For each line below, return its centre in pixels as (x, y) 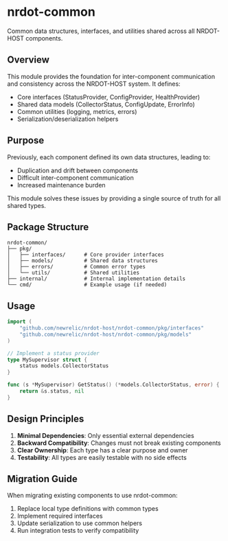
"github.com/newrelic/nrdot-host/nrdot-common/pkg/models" (106, 334)
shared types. (27, 205)
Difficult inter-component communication (75, 177)
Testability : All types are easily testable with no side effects (102, 457)
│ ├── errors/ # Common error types (77, 267)
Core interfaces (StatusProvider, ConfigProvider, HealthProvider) (109, 97)
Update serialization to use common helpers (80, 523)
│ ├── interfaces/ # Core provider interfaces (86, 255)
